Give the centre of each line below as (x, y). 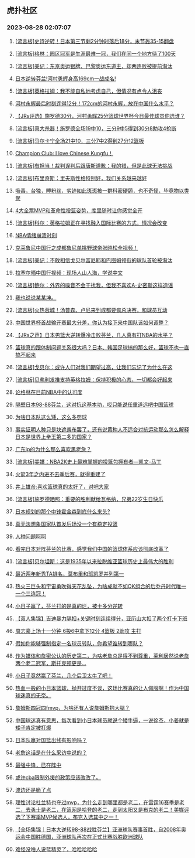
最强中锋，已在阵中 (38, 765)
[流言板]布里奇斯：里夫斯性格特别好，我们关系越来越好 (81, 178)
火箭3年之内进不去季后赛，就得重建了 (60, 474)
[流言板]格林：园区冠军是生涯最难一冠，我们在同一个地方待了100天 (95, 53)
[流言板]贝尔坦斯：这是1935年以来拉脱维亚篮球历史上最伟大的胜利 (94, 561)
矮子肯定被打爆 (33, 727)
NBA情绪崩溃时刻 (36, 235)
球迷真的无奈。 (33, 695)
